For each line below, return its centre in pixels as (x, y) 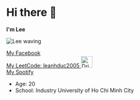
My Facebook (23, 53)
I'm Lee (16, 29)
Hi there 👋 (31, 12)
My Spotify (20, 72)
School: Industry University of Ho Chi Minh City (74, 90)
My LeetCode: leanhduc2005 (43, 65)
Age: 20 (25, 84)
